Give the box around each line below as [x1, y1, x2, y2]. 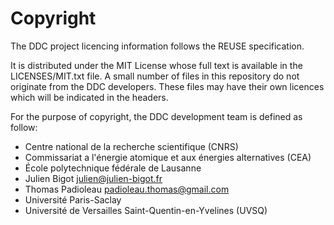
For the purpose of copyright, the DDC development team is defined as [10, 110, 303, 122]
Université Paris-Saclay [24, 193, 122, 206]
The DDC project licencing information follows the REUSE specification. [10, 40, 305, 52]
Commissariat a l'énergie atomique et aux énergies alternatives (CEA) [24, 151, 312, 163]
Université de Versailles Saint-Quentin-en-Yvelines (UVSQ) [24, 204, 268, 216]
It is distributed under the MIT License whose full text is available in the [10, 59, 303, 71]
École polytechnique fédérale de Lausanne [24, 162, 202, 174]
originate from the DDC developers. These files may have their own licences [10, 80, 325, 92]
